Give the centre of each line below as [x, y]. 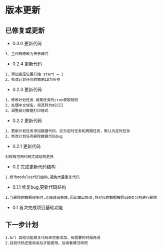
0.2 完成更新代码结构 [34, 167]
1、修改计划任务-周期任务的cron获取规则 [42, 100]
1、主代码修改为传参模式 [27, 54]
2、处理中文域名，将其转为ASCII [34, 105]
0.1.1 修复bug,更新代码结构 [39, 187]
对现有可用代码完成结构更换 [29, 157]
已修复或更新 [25, 30]
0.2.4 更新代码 [27, 64]
